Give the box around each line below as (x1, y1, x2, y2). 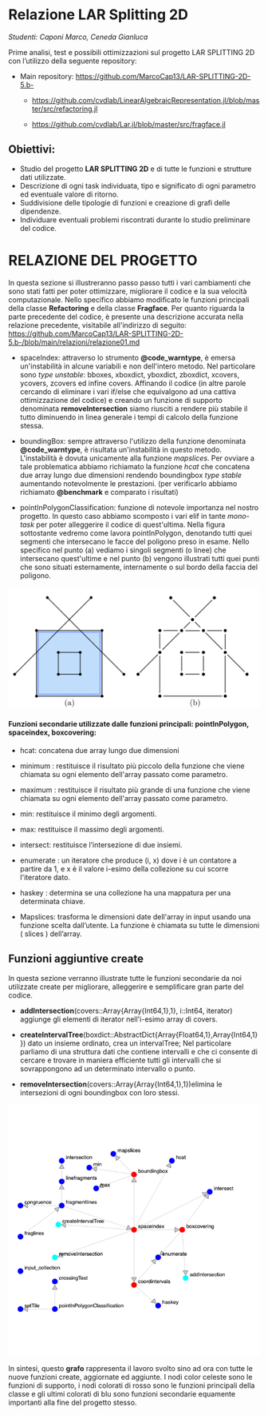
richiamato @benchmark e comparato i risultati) (19, 487, 179, 496)
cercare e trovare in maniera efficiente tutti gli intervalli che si (19, 1055, 222, 1065)
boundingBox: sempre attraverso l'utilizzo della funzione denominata (19, 436, 246, 445)
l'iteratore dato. (19, 872, 70, 882)
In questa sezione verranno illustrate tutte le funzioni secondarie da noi (8, 973, 242, 983)
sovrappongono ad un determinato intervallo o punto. (19, 1063, 195, 1073)
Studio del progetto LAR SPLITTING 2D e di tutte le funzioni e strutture (19, 164, 252, 173)
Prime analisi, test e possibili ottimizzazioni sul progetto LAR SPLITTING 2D (8, 47, 255, 57)
